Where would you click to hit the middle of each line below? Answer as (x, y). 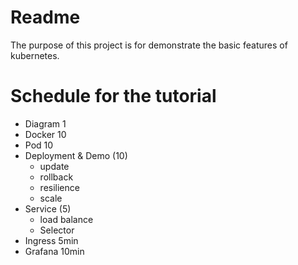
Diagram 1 (45, 123)
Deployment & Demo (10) (76, 155)
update (54, 166)
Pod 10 (39, 145)
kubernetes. (35, 55)
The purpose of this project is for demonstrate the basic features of (149, 45)
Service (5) (48, 208)
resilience (59, 187)
